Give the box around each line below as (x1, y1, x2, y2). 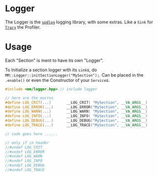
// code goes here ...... (5, 131, 58, 137)
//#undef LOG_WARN (5, 154, 43, 159)
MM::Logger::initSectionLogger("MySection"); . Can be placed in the (5, 72, 143, 78)
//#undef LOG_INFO (5, 158, 43, 163)
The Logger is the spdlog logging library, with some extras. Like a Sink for (5, 19, 153, 25)
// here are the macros (5, 96, 54, 100)
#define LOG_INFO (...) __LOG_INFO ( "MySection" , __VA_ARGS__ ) (5, 114, 148, 118)
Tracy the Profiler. (5, 24, 41, 30)
